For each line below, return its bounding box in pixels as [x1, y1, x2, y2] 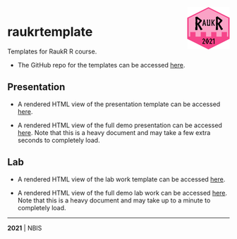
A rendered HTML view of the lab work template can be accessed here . [17, 175, 226, 183]
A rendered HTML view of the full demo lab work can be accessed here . [17, 188, 228, 197]
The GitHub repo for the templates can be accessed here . [17, 60, 186, 69]
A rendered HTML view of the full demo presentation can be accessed [17, 121, 222, 129]
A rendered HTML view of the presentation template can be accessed [17, 100, 221, 108]
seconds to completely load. [17, 136, 100, 144]
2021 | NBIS [7, 224, 42, 232]
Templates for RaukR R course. [7, 47, 97, 56]
